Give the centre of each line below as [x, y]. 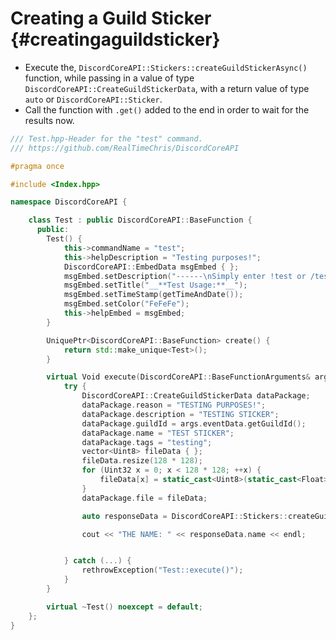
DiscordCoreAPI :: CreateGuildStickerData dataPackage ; [196, 396]
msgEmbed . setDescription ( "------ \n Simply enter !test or [185, 276]
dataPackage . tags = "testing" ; [147, 442]
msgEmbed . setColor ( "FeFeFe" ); [126, 304]
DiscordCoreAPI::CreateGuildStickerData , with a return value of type [167, 88]
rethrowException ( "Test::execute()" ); [162, 570]
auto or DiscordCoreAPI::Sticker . [93, 99]
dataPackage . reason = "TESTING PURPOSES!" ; [174, 405]
